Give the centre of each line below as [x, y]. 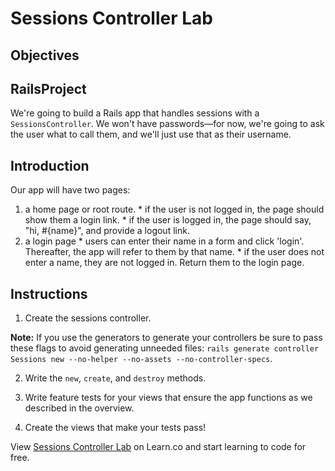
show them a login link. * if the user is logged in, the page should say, [168, 220]
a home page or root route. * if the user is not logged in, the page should [174, 209]
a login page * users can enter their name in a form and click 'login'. [164, 241]
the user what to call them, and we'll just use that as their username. [151, 134]
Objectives [45, 55]
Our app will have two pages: [70, 190]
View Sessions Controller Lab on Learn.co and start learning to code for [158, 447]
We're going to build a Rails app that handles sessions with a [135, 113]
